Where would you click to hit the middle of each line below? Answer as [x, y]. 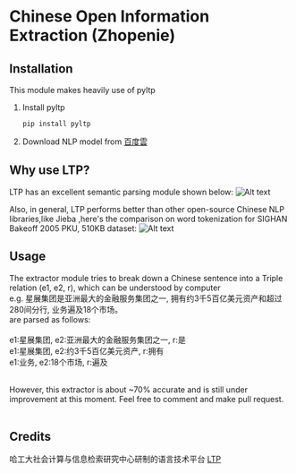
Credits [30, 437]
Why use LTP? [50, 171]
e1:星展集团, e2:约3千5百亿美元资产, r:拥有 [87, 350]
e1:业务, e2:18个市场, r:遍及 [59, 362]
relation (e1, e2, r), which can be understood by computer [115, 288]
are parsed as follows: [50, 319]
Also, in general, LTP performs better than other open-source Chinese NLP [147, 209]
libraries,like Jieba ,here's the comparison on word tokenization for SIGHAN [148, 219]
